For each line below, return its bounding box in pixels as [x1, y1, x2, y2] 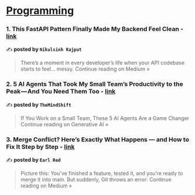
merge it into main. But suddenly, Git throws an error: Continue [20, 176, 172, 183]
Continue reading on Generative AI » [20, 121, 109, 128]
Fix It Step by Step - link [6, 142, 75, 151]
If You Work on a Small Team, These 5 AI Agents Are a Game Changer [20, 114, 189, 121]
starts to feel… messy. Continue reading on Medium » [20, 65, 150, 72]
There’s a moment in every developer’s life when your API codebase [20, 60, 185, 67]
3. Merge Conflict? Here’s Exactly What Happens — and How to [6, 135, 189, 144]
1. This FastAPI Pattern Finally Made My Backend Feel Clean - [6, 25, 183, 33]
